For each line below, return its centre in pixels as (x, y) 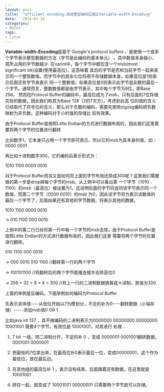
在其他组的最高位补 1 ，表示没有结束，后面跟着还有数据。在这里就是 (81, 369)
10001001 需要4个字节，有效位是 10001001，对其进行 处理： (66, 326)
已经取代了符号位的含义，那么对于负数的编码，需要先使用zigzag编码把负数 (80, 107)
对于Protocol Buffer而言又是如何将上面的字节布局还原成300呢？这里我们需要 (82, 175)
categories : (17, 23)
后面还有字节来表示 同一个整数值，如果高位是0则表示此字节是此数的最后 (82, 82)
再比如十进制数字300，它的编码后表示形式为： (52, 156)
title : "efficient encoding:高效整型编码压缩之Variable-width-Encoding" (79, 14)
